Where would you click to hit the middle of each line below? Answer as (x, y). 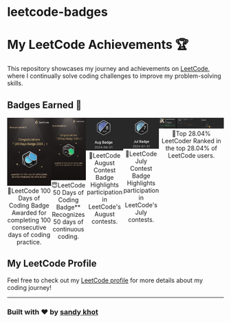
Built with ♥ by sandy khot (53, 312)
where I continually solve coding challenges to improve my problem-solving (114, 76)
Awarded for (29, 212)
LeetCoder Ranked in (191, 141)
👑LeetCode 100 (29, 191)
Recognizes (68, 214)
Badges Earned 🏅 (45, 105)
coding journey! (29, 287)
